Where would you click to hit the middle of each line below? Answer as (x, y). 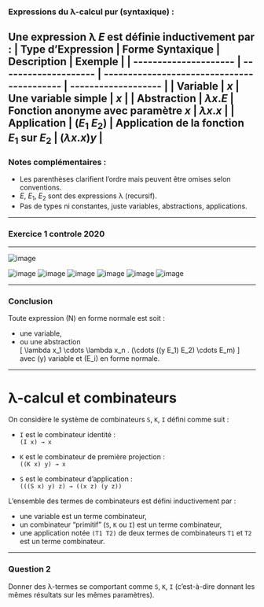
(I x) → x (36, 443)
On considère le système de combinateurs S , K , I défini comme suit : (119, 420)
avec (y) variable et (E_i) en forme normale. (90, 359)
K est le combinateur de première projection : (92, 457)
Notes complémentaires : (57, 162)
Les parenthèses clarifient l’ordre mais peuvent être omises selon (125, 178)
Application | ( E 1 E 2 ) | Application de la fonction (126, 124)
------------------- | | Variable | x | (154, 86)
